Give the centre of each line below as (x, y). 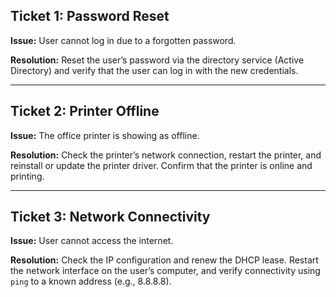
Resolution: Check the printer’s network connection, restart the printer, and (166, 155)
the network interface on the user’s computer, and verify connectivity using (165, 271)
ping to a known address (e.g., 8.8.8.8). (91, 281)
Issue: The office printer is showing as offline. (105, 135)
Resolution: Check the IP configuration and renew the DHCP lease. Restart (164, 260)
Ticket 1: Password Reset (90, 16)
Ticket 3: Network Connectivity (110, 217)
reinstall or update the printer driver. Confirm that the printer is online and (161, 165)
